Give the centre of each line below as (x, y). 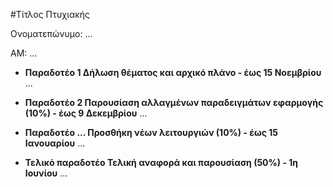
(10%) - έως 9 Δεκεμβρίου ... (86, 113)
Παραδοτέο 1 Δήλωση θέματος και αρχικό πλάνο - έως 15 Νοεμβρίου (173, 72)
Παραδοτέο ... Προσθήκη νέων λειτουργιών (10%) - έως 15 (151, 132)
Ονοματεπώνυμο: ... (51, 33)
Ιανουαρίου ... (55, 143)
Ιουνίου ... (46, 173)
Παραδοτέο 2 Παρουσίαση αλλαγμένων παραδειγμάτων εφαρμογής (174, 102)
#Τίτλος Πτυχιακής (50, 14)
